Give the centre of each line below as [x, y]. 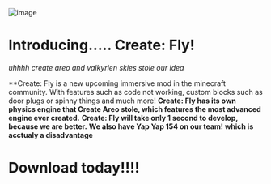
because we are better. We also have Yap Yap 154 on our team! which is [131, 126]
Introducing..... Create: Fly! [102, 45]
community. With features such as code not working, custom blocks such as [135, 92]
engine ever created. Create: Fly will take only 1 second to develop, [123, 118]
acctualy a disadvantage [51, 135]
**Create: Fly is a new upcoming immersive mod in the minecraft [117, 83]
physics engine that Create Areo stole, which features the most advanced [135, 109]
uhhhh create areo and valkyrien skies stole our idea [96, 67]
